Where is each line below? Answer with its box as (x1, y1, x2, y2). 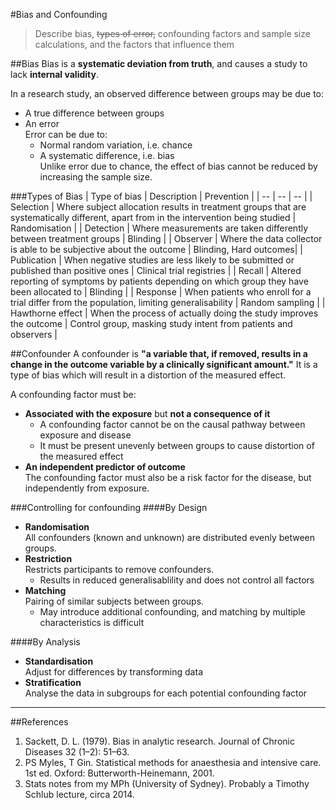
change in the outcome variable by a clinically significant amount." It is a (10, 359, 318, 370)
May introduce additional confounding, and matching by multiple (39, 606, 306, 618)
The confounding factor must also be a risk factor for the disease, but (24, 472, 312, 483)
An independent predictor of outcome (24, 461, 186, 473)
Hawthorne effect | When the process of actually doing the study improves (10, 307, 319, 319)
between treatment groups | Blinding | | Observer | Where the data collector (10, 233, 323, 244)
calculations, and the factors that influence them (34, 39, 235, 50)
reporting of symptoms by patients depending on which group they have (10, 275, 309, 287)
